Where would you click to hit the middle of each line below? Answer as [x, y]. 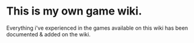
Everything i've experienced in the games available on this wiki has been [97, 28]
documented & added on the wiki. [49, 34]
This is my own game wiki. [74, 11]
